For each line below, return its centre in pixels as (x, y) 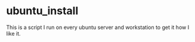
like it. (13, 33)
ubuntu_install (42, 11)
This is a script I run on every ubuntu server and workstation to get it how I (98, 27)
